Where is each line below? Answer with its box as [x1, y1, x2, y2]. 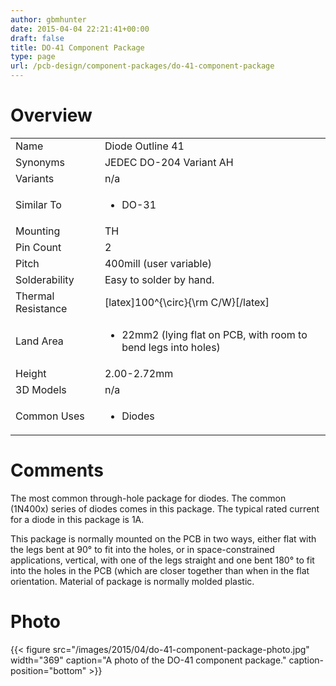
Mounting [15, 224, 61, 238]
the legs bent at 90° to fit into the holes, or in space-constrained [10, 543, 275, 555]
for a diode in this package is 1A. [10, 513, 145, 525]
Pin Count [15, 240, 62, 254]
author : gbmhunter [10, 14, 87, 25]
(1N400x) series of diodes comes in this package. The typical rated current [10, 502, 320, 515]
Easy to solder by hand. [104, 272, 215, 286]
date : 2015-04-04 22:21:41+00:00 [10, 24, 150, 34]
